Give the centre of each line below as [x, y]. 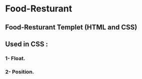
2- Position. [20, 71]
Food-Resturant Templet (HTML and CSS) [71, 27]
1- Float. [15, 58]
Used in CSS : [27, 44]
